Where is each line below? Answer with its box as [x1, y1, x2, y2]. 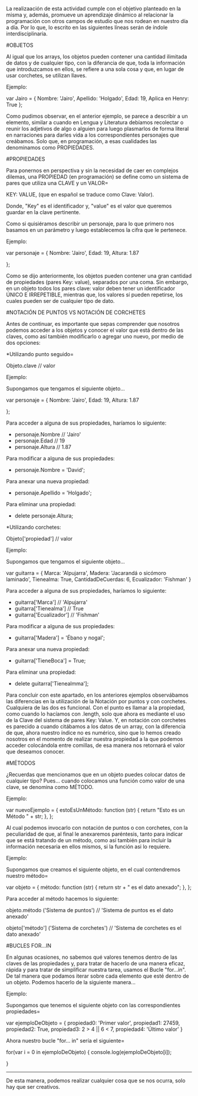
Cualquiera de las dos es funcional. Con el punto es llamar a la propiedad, [6, 704, 186, 711]
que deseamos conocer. [6, 748, 65, 755]
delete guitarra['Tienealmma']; [14, 680, 89, 687]
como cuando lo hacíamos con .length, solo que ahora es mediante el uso [6, 710, 186, 717]
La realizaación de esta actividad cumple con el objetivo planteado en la [6, 5, 181, 12]
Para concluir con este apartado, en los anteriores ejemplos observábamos [6, 691, 189, 699]
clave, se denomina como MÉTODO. [6, 784, 94, 790]
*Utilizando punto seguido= [6, 351, 74, 357]
